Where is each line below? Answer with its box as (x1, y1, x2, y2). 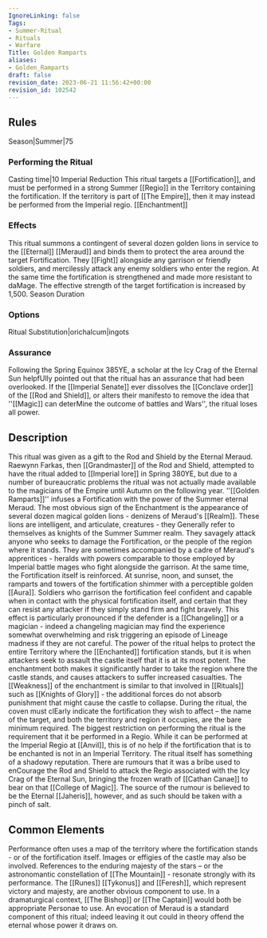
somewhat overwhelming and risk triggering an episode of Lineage (8, 630, 229, 639)
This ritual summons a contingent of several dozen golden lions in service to (8, 238, 259, 247)
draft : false (8, 71, 52, 79)
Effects (8, 220, 37, 232)
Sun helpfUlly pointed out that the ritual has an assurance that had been (8, 374, 245, 383)
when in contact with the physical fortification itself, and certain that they (8, 596, 248, 606)
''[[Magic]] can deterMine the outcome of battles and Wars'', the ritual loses (8, 399, 257, 409)
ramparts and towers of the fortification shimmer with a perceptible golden (8, 580, 253, 589)
